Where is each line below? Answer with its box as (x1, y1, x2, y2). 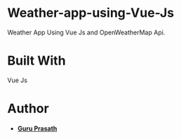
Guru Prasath (17, 124, 58, 133)
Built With (7, 53, 66, 69)
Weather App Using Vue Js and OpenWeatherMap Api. (7, 28, 166, 37)
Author (7, 100, 49, 117)
